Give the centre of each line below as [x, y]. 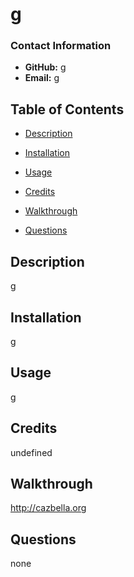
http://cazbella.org [48, 508]
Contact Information [61, 46]
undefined [31, 452]
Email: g [42, 78]
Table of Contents [67, 109]
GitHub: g [45, 67]
